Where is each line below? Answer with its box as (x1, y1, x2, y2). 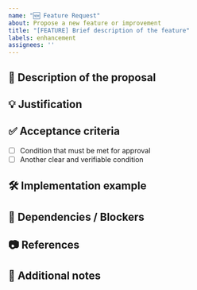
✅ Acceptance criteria (8, 125, 121, 138)
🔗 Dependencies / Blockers (8, 210, 145, 223)
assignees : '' (8, 41, 56, 49)
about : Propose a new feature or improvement (8, 19, 161, 27)
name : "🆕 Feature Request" (8, 11, 101, 20)
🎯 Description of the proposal (8, 71, 156, 84)
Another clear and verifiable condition (19, 154, 145, 164)
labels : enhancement (8, 33, 77, 42)
